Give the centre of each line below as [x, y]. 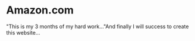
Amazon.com [40, 10]
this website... [23, 32]
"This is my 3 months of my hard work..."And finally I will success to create [97, 26]
